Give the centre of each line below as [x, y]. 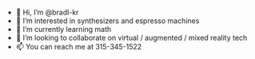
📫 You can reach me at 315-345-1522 [79, 47]
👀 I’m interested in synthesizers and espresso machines [108, 21]
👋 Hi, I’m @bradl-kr [47, 12]
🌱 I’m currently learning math [64, 29]
